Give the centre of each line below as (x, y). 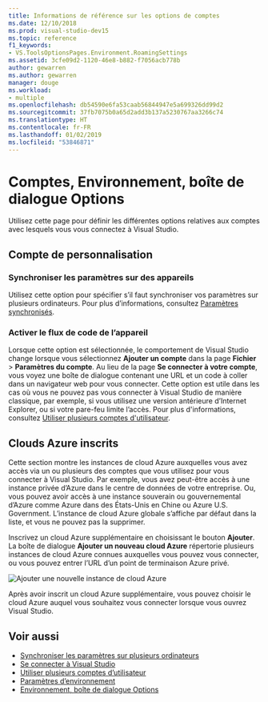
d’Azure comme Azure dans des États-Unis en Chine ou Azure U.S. (118, 505)
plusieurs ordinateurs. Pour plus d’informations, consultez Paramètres (123, 303)
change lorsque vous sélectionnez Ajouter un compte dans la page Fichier (132, 359)
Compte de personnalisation (81, 254)
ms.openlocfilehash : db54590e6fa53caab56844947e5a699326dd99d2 (116, 105)
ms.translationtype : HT (48, 120)
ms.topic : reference (43, 38)
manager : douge (34, 82)
